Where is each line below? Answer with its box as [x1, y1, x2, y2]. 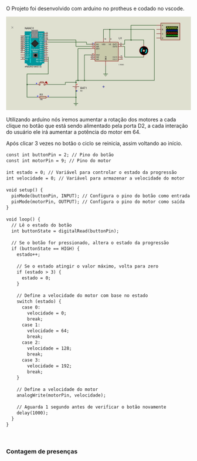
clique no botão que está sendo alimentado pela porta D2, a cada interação [6, 123, 188, 130]
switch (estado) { [16, 299, 62, 304]
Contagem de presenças [6, 447, 78, 455]
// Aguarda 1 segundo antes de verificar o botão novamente [16, 404, 167, 410]
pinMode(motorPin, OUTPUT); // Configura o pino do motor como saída [11, 199, 185, 205]
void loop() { [6, 216, 41, 222]
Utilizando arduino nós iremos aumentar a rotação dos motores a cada [6, 116, 176, 123]
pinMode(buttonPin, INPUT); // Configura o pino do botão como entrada [11, 193, 191, 199]
